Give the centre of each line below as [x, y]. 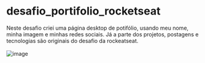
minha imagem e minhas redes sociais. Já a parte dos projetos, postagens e [102, 34]
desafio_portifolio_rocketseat [83, 11]
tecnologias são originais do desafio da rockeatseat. [72, 41]
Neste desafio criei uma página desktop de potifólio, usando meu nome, [98, 28]
